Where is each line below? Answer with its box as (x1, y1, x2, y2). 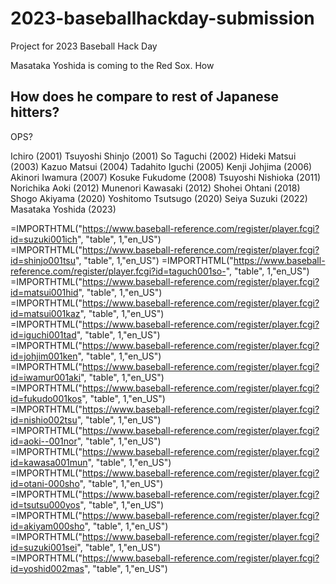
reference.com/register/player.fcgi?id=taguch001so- (10, 265, 227, 277)
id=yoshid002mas (10, 562, 85, 574)
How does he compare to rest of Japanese (10, 88, 280, 106)
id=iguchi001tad (10, 328, 77, 341)
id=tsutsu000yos (10, 498, 81, 511)
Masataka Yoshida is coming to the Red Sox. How (10, 59, 215, 71)
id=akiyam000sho (10, 520, 85, 532)
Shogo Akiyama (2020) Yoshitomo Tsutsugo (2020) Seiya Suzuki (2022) (10, 192, 308, 204)
